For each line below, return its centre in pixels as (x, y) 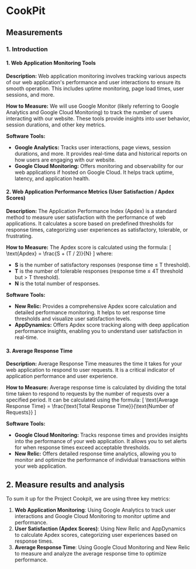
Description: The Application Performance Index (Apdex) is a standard (92, 211)
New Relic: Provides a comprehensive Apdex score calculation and (95, 306)
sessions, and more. (30, 94)
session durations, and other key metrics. (56, 125)
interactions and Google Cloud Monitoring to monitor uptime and (92, 516)
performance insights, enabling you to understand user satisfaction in (98, 331)
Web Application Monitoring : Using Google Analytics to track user (95, 510)
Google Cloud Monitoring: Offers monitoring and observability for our (99, 166)
